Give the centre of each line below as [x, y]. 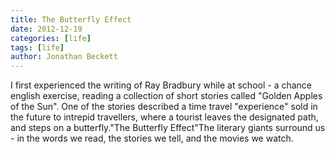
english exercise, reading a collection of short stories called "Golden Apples [166, 96]
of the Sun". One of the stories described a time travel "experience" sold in [164, 107]
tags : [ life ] [37, 47]
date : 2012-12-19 [46, 29]
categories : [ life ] [51, 38]
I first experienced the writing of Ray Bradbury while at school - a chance [161, 85]
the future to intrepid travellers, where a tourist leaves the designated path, [164, 117]
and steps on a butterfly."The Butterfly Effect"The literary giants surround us [168, 128]
